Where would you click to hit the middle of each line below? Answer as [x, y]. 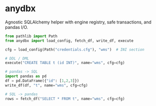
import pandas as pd [26, 76]
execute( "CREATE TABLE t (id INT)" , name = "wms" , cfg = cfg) [65, 63]
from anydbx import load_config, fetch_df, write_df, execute [69, 41]
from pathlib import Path [31, 36]
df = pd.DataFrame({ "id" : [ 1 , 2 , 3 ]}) [42, 81]
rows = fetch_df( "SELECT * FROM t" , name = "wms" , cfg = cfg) [65, 99]
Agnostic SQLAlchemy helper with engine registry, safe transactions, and [78, 22]
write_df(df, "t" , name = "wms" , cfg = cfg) [47, 85]
